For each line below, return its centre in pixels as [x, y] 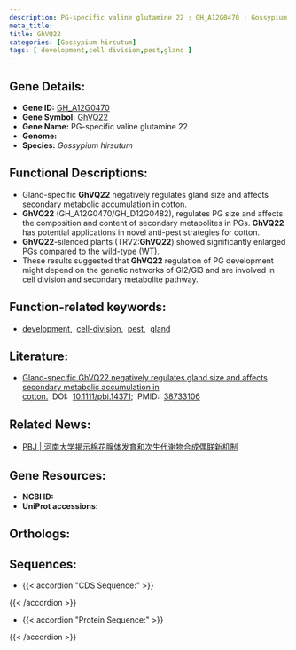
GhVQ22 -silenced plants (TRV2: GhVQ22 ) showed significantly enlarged [154, 241]
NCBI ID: [38, 497]
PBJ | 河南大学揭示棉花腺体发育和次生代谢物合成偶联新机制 [130, 447]
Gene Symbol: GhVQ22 [65, 117]
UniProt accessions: [60, 506]
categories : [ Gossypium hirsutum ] [73, 42]
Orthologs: [40, 534]
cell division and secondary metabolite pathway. [110, 279]
